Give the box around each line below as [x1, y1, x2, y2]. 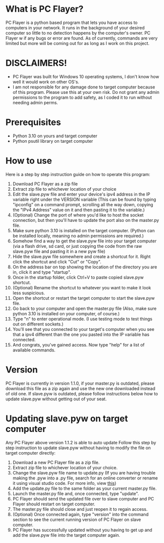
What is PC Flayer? [5, 3, 83, 15]
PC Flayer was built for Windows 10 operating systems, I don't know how [12, 73, 159, 79]
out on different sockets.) [12, 321, 64, 327]
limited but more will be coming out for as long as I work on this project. [5, 40, 150, 46]
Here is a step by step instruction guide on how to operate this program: [5, 171, 150, 177]
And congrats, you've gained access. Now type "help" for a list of [12, 342, 145, 348]
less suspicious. [12, 290, 45, 296]
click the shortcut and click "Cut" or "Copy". [12, 259, 102, 264]
